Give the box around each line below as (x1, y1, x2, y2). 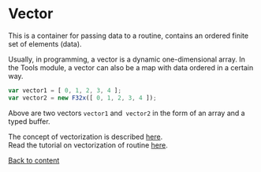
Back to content (8, 155, 60, 165)
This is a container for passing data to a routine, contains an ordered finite (8, 31, 249, 40)
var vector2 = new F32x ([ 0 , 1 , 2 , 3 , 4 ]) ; (8, 94, 157, 102)
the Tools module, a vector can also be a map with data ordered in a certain (8, 62, 254, 72)
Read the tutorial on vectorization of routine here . (8, 140, 168, 150)
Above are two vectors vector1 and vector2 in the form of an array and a (8, 108, 246, 118)
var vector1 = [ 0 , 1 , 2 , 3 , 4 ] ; (8, 86, 122, 95)
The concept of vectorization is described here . (8, 132, 163, 141)
